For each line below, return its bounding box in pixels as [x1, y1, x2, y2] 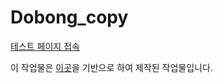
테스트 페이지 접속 [10, 40, 80, 52]
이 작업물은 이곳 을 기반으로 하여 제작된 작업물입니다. [10, 61, 213, 73]
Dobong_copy [10, 6, 129, 29]
